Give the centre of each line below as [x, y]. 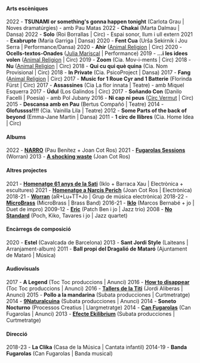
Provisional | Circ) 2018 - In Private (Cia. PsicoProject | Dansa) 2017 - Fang [99, 72]
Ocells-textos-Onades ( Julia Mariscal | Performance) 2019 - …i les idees [97, 53]
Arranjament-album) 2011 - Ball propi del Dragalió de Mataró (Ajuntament [97, 249]
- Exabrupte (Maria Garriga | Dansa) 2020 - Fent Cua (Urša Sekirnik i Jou [97, 41]
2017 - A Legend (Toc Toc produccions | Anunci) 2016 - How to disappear [98, 282]
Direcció [17, 334]
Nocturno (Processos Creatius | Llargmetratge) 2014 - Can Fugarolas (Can [99, 307]
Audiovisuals [23, 269]
